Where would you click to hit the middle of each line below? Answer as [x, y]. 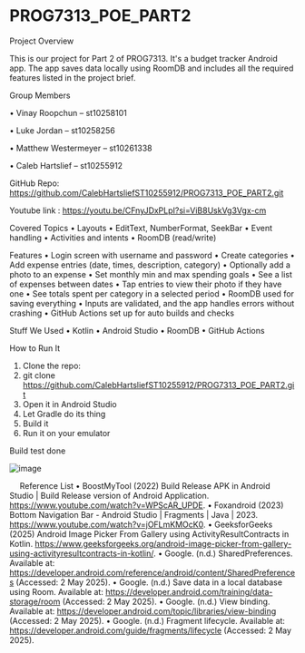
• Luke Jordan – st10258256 [63, 130]
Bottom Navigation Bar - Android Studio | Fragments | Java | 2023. [134, 514]
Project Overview [42, 41]
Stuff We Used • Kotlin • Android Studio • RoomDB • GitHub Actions [137, 330]
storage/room [35, 601]
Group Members [40, 95]
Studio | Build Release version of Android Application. [109, 495]
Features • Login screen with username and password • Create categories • [152, 255]
